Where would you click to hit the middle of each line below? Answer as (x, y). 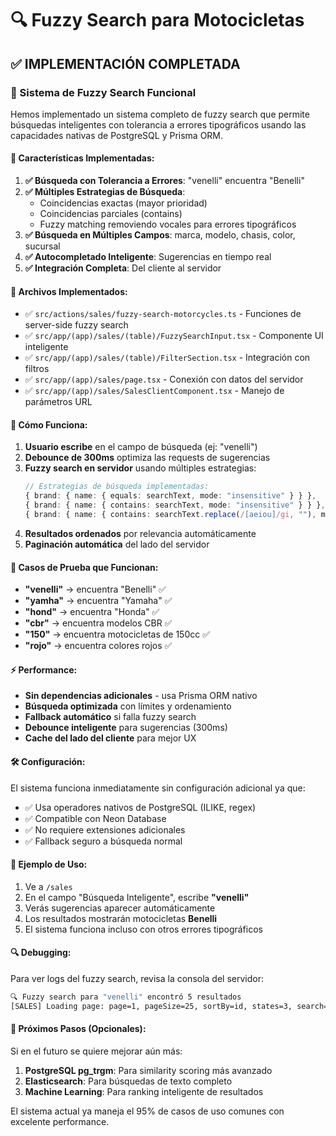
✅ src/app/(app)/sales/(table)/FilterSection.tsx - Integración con (167, 358)
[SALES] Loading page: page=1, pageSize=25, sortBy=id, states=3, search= (169, 1006)
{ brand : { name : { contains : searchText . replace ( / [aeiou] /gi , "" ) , (170, 515)
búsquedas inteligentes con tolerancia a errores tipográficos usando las (158, 124)
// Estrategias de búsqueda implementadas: (117, 487)
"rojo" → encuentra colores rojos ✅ (98, 646)
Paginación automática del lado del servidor (117, 544)
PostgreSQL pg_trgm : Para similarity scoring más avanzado (148, 1070)
